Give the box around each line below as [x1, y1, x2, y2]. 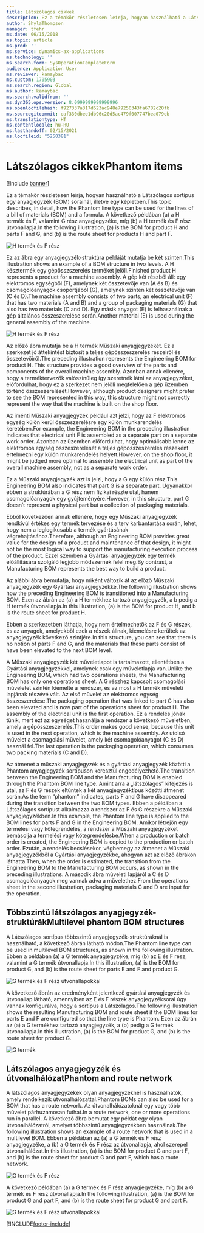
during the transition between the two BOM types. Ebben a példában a [6, 799, 183, 807]
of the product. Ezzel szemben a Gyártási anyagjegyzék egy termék [6, 552, 176, 559]
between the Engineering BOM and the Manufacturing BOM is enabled [6, 773, 183, 780]
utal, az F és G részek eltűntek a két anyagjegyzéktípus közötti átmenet [6, 786, 185, 794]
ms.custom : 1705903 [6, 77, 56, 83]
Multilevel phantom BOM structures [46, 917, 185, 928]
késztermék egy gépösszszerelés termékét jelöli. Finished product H [6, 266, 176, 274]
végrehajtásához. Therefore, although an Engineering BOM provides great [6, 532, 190, 540]
